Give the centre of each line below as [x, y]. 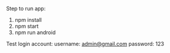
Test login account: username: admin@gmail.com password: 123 [85, 44]
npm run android [35, 32]
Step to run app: [26, 9]
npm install [28, 20]
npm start [26, 26]
